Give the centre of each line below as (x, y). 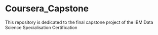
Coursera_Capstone (47, 9)
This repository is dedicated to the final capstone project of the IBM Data (79, 22)
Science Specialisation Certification (41, 27)
